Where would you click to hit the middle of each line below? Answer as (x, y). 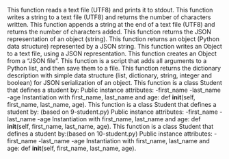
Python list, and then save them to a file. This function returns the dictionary (114, 68)
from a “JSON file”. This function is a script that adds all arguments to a (107, 61)
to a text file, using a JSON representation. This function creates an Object (112, 53)
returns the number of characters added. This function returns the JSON (109, 32)
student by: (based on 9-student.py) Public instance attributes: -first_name (113, 112)
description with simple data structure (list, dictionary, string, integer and (109, 75)
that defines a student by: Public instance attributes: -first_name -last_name (114, 90)
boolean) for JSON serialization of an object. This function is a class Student (114, 83)
